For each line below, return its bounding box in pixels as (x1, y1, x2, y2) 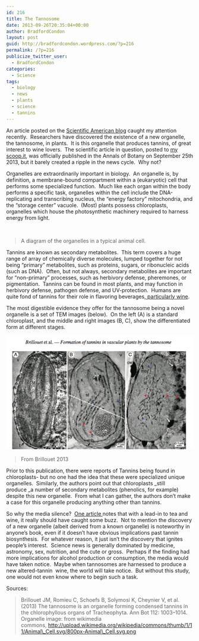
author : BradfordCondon (6, 29, 65, 34)
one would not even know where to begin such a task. (6, 573, 138, 580)
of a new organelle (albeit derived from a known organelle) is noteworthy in (6, 523, 190, 530)
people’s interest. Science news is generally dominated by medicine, (6, 542, 175, 549)
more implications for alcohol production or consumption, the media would (6, 554, 189, 561)
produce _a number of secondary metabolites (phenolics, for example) (6, 486, 179, 493)
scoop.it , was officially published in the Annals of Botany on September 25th (6, 152, 194, 159)
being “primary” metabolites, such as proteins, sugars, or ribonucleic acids (6, 261, 189, 269)
